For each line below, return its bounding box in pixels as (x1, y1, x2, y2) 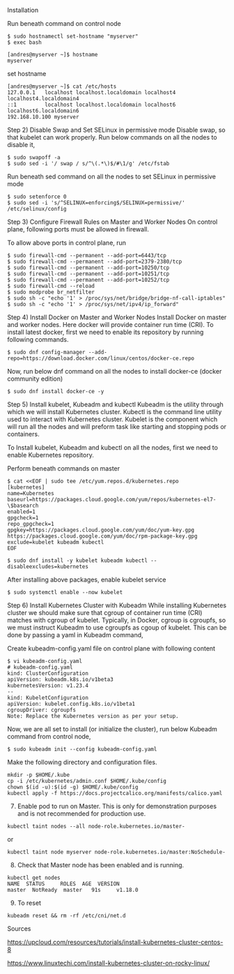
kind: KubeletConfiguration (7, 694, 89, 701)
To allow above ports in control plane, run (7, 238, 127, 247)
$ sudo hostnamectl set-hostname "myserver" (7, 33, 139, 40)
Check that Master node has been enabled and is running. (17, 861, 185, 869)
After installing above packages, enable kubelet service (7, 575, 166, 584)
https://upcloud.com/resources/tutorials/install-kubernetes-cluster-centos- (7, 938, 224, 946)
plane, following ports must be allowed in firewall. (7, 225, 150, 233)
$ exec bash (7, 39, 42, 46)
